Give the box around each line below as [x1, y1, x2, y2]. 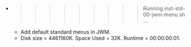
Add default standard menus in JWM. [20, 28, 111, 35]
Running [142, 5, 163, 12]
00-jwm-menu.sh [142, 11, 186, 18]
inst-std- [163, 5, 186, 12]
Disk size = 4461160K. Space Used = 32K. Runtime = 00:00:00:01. [20, 35, 180, 41]
